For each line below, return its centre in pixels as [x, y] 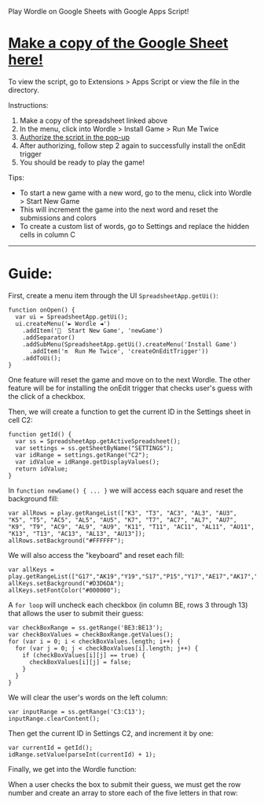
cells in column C [48, 234]
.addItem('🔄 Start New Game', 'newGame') [93, 330]
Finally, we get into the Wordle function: [72, 769]
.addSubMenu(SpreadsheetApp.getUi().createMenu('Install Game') [130, 344]
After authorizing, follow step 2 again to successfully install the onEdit [132, 146]
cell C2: [20, 419]
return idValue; [42, 469]
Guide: [30, 274]
